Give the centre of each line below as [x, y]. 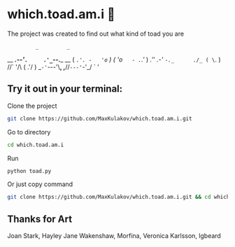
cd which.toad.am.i [36, 145]
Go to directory [29, 132]
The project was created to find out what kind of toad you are [95, 34]
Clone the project [32, 106]
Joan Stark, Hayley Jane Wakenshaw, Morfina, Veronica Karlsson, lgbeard [114, 236]
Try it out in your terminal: [65, 89]
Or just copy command [40, 184]
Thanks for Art [40, 219]
